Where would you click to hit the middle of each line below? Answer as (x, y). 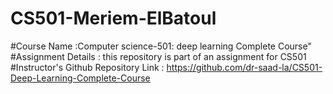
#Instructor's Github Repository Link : (87, 67)
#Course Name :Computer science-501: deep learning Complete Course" (161, 46)
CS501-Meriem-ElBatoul (113, 18)
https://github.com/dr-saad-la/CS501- (244, 67)
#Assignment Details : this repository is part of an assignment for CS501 (158, 56)
